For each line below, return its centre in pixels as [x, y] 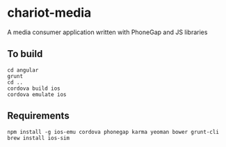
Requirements [38, 116]
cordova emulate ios [37, 94]
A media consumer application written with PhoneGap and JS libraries [107, 32]
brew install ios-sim [39, 138]
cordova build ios [34, 88]
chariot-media [49, 13]
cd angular [23, 70]
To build [25, 54]
